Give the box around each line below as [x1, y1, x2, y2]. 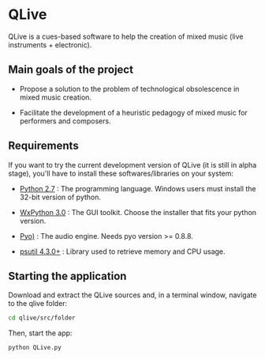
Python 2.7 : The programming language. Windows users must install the [19, 183, 256, 193]
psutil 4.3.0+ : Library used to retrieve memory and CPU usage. [19, 247, 226, 256]
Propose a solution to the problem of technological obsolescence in [19, 84, 240, 93]
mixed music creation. [19, 93, 92, 102]
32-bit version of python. [19, 192, 101, 202]
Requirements [8, 139, 79, 153]
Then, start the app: [8, 328, 73, 338]
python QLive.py [8, 344, 62, 352]
